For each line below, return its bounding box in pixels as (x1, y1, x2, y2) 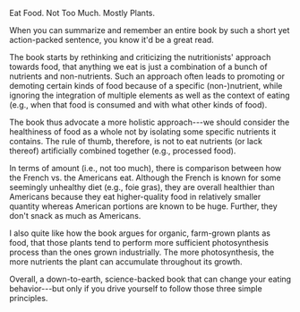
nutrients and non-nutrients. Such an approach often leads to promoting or (9, 71, 285, 82)
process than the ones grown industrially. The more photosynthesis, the (9, 247, 275, 257)
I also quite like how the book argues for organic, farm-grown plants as (9, 228, 271, 238)
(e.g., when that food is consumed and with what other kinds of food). (9, 100, 268, 110)
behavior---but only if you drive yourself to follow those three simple (9, 283, 262, 294)
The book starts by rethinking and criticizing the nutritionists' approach (9, 52, 271, 62)
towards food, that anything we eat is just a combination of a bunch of (9, 62, 268, 72)
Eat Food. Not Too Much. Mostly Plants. (9, 8, 155, 18)
